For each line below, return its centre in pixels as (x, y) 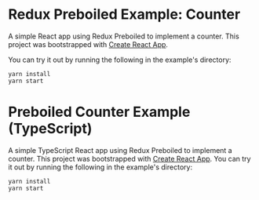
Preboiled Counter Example (99, 112)
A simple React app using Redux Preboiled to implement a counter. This (124, 36)
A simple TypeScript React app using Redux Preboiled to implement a (120, 150)
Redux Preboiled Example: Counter (124, 15)
